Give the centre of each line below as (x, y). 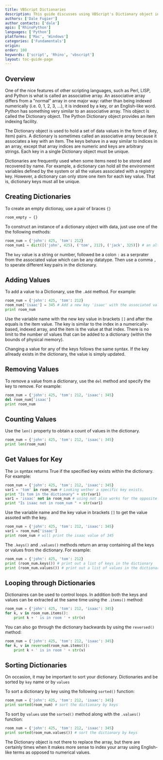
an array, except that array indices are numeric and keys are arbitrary (74, 147)
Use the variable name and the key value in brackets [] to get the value (76, 512)
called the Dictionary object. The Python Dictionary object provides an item (80, 116)
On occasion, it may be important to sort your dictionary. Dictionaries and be (81, 677)
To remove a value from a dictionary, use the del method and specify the (78, 381)
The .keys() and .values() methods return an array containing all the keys (80, 545)
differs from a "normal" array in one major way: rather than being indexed (78, 101)
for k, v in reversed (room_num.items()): (48, 645)
